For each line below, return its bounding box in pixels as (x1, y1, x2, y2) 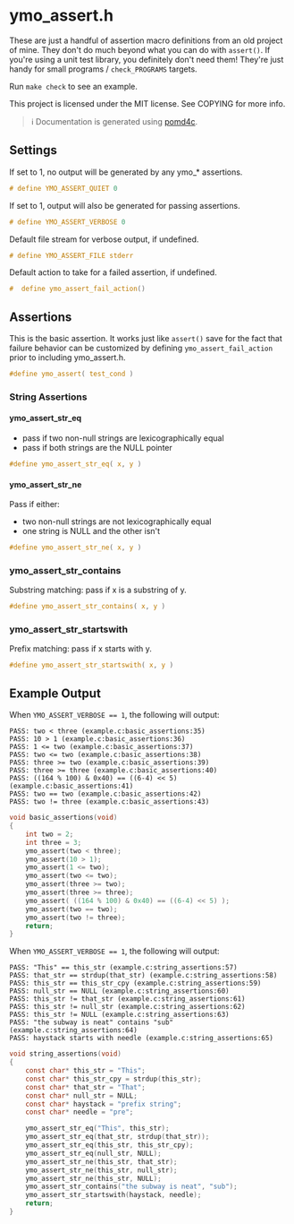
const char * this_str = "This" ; (25, 1066, 146, 1075)
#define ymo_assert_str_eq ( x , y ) (9, 460, 142, 469)
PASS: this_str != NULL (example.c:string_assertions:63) (9, 1010, 230, 1020)
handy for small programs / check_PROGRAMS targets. (9, 64, 198, 74)
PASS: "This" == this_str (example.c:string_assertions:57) (9, 963, 239, 972)
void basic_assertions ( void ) (9, 813, 118, 823)
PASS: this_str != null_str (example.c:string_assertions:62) (9, 1003, 246, 1012)
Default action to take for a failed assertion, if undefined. (9, 267, 217, 278)
